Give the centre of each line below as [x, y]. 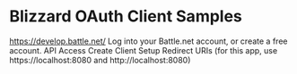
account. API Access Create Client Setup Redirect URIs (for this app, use [144, 50]
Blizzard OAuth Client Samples [126, 16]
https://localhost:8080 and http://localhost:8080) [100, 60]
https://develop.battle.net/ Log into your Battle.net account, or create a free [148, 41]
